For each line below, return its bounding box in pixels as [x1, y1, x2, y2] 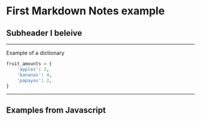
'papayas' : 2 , [17, 77, 52, 83]
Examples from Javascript [6, 105, 106, 115]
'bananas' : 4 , [17, 72, 52, 78]
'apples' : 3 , [17, 66, 50, 72]
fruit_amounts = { [6, 61, 52, 67]
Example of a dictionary [6, 49, 65, 56]
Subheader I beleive [6, 28, 83, 38]
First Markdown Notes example [6, 4, 165, 18]
